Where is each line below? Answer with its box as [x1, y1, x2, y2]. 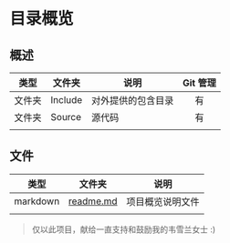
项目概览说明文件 [126, 195, 200, 208]
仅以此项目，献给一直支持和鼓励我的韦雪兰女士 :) [31, 224, 216, 235]
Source [50, 111, 82, 123]
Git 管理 [182, 76, 216, 89]
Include [50, 94, 83, 106]
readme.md [68, 195, 118, 208]
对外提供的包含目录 [90, 95, 174, 106]
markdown [14, 195, 60, 208]
